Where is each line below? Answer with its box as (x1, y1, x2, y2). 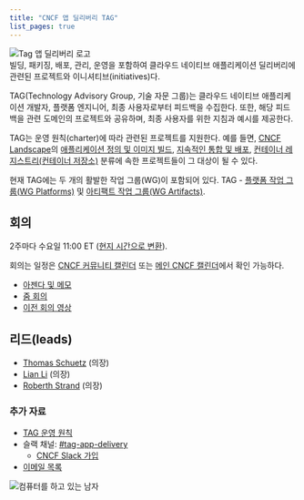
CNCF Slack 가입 (35, 450, 99, 461)
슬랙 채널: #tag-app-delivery (22, 439, 128, 450)
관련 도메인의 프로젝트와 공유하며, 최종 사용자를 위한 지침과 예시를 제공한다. (25, 113, 294, 124)
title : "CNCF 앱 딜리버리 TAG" (9, 13, 118, 23)
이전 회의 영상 (22, 302, 72, 313)
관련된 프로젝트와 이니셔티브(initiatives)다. (9, 70, 161, 82)
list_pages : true (9, 22, 76, 31)
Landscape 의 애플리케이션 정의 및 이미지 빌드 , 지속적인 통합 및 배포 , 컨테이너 (9, 143, 284, 155)
